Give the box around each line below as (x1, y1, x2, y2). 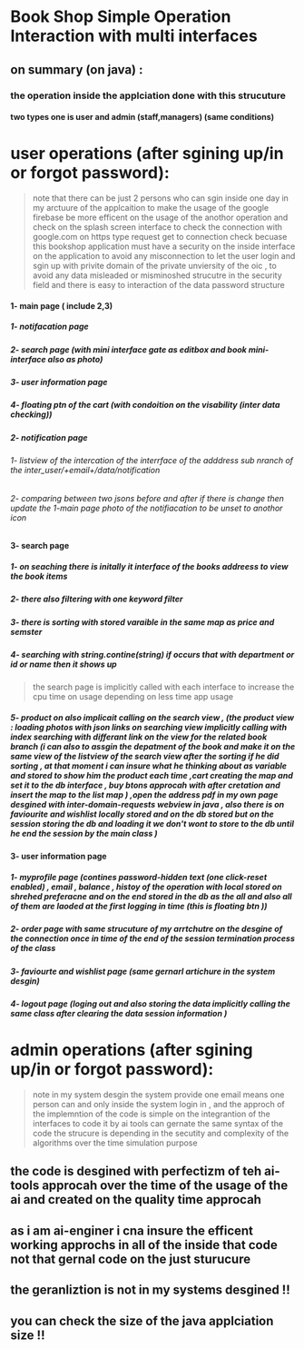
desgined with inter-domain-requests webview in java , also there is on (10, 799, 285, 809)
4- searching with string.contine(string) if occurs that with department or (10, 650, 295, 660)
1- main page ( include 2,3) (10, 300, 113, 311)
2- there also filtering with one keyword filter (10, 593, 183, 605)
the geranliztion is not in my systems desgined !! (10, 1283, 291, 1298)
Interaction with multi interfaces (10, 25, 258, 46)
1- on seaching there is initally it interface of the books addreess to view (10, 560, 289, 571)
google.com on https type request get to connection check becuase (32, 232, 288, 243)
